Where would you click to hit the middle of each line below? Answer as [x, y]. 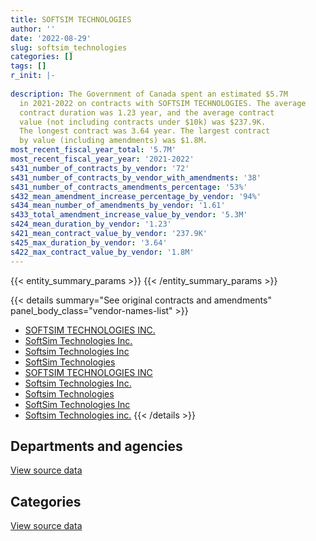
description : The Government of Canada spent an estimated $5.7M [149, 94]
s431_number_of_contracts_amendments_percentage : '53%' [129, 187]
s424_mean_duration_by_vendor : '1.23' [91, 224]
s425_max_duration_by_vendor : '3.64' [89, 242]
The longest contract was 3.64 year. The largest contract [145, 131]
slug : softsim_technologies [69, 47]
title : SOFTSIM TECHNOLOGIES [71, 19]
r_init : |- [33, 76]
